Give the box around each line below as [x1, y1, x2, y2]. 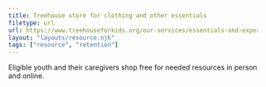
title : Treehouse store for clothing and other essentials [8, 11, 207, 20]
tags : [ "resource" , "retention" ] [8, 41, 119, 49]
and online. [8, 71, 45, 81]
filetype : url [8, 19, 55, 27]
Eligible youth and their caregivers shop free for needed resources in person [8, 62, 257, 72]
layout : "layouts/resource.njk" [8, 33, 115, 42]
